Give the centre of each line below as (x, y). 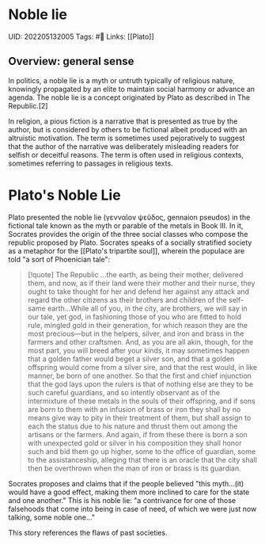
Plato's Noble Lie (64, 195)
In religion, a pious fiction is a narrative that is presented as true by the (123, 121)
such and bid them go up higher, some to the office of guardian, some (141, 451)
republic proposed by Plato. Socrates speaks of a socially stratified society (130, 242)
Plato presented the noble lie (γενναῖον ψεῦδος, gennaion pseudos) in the (129, 217)
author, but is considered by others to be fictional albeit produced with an (128, 129)
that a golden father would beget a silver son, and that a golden (131, 359)
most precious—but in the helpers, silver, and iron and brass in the (136, 333)
